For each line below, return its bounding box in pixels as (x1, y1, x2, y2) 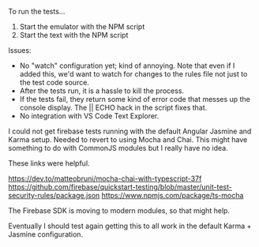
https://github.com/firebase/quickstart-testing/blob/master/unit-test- (8, 182, 233, 192)
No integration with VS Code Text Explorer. (19, 111, 160, 121)
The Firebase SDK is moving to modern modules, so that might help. (8, 206, 231, 215)
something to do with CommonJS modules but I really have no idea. (8, 144, 228, 152)
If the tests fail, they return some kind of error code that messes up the (19, 95, 250, 103)
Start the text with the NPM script (19, 31, 129, 39)
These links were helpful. (8, 159, 90, 168)
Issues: (8, 46, 32, 54)
